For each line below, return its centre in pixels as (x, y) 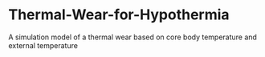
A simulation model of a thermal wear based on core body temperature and (132, 37)
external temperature (43, 45)
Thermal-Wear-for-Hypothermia (119, 15)
